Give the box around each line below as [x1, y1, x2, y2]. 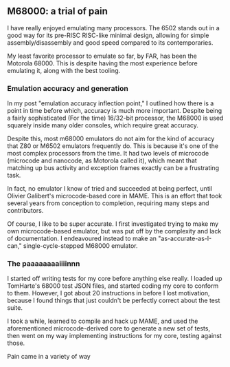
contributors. [7, 207, 44, 215]
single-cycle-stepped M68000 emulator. [23, 242, 139, 250]
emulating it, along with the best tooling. [7, 66, 121, 74]
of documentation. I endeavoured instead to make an [7, 234, 157, 243]
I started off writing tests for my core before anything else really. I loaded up [7, 275, 222, 283]
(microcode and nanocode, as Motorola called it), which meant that [7, 156, 197, 165]
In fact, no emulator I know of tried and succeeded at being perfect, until [7, 185, 213, 193]
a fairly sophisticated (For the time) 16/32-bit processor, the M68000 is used [7, 114, 224, 123]
